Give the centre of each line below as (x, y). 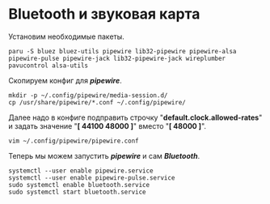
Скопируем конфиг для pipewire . (65, 80)
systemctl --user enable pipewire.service (81, 171)
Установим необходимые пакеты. (67, 36)
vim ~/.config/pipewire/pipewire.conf (74, 141)
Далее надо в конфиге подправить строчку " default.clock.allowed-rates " (135, 117)
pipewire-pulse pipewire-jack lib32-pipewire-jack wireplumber (117, 58)
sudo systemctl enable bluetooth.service (79, 185)
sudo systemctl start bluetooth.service (78, 192)
